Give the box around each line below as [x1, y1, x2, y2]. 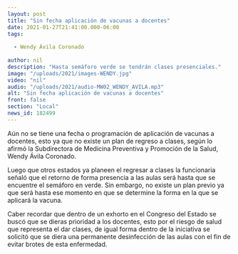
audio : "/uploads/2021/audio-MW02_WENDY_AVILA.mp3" [7, 83, 164, 90]
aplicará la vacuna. [7, 196, 63, 204]
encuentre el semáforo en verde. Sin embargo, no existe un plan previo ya [7, 181, 224, 189]
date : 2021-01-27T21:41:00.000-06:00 [7, 23, 120, 31]
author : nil [7, 57, 43, 64]
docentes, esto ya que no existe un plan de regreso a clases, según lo [7, 137, 212, 145]
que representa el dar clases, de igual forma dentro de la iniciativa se [7, 225, 210, 233]
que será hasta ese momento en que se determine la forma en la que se [7, 188, 219, 196]
